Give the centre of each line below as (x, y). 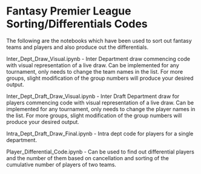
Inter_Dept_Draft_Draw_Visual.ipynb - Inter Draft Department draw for (93, 96)
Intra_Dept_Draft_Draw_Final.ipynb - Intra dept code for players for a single (100, 134)
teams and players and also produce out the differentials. (77, 47)
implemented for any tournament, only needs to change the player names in (101, 109)
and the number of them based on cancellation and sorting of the (88, 158)
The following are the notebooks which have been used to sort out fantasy (99, 40)
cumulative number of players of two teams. (61, 164)
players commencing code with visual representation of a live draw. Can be (100, 102)
